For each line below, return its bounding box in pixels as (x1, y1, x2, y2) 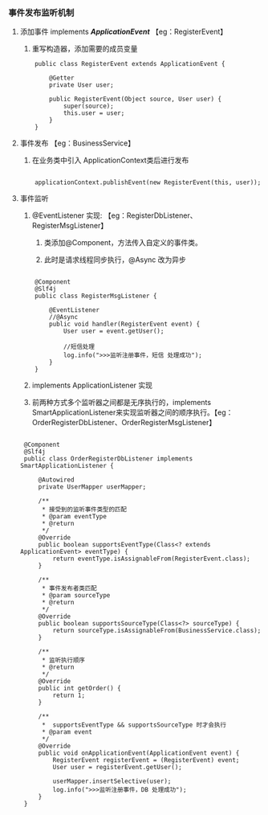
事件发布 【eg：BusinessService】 (19, 138, 135, 148)
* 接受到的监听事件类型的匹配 (41, 506, 127, 514)
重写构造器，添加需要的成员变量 (31, 44, 138, 54)
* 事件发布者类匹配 (41, 584, 98, 592)
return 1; (52, 691, 86, 700)
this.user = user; (63, 109, 125, 117)
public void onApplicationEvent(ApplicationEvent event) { (38, 749, 240, 757)
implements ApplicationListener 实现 (31, 380, 153, 391)
